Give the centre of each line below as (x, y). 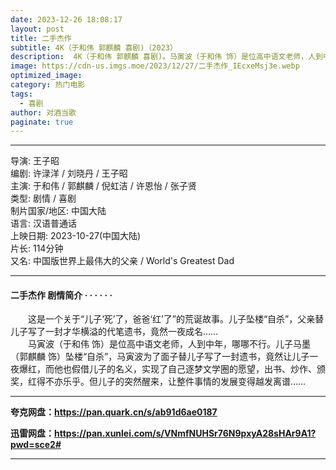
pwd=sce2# (36, 445)
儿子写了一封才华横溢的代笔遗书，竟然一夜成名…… (114, 332)
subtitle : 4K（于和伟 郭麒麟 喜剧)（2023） (94, 47)
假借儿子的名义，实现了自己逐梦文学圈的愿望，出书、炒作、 (194, 369)
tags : (21, 94)
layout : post (37, 29)
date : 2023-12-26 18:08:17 (66, 19)
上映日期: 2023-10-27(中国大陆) (76, 236)
